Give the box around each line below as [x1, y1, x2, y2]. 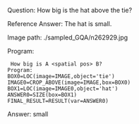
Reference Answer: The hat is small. [7, 20, 112, 27]
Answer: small [7, 110, 49, 118]
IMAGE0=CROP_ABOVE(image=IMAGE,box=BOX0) [7, 79, 131, 86]
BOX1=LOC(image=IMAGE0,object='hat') [7, 85, 119, 92]
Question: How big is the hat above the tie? [7, 6, 133, 14]
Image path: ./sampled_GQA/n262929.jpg [7, 33, 128, 42]
